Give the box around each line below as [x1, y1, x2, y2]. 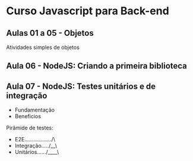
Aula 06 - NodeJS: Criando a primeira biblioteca [6, 61, 187, 71]
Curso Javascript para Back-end [6, 4, 169, 18]
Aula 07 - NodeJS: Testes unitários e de [6, 81, 156, 91]
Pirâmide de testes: [6, 124, 53, 132]
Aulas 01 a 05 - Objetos [6, 28, 94, 38]
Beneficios [14, 113, 42, 120]
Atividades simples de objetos [6, 44, 80, 51]
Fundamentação [14, 106, 55, 114]
